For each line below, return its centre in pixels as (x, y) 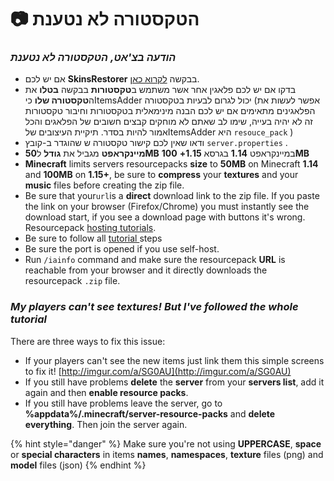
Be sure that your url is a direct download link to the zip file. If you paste (172, 196)
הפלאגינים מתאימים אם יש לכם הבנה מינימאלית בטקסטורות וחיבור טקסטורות (170, 111)
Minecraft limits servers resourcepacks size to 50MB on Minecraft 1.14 (171, 164)
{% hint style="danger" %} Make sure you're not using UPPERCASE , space (166, 443)
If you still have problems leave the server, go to (123, 403)
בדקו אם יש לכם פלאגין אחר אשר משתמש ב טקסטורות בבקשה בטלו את (160, 90)
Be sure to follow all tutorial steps (93, 238)
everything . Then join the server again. (106, 424)
